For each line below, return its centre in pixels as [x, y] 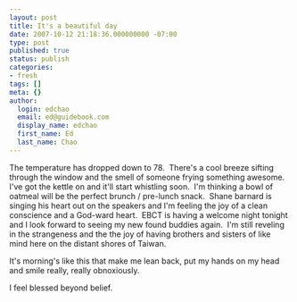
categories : [31, 68]
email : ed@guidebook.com [63, 117]
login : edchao [43, 109]
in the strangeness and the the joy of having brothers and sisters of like [140, 234]
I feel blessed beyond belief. [61, 288]
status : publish [39, 59]
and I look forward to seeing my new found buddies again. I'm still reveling [147, 224]
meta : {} [25, 92]
